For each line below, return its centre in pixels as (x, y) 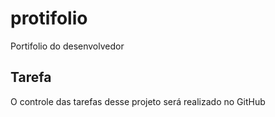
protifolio (49, 18)
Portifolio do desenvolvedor (67, 46)
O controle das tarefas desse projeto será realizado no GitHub (138, 101)
